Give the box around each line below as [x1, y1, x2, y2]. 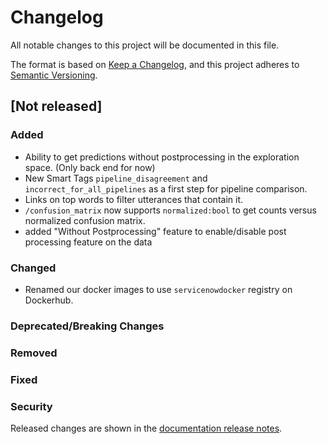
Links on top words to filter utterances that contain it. [24, 193, 243, 205]
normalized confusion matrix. [24, 214, 146, 226]
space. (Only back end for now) [24, 161, 156, 173]
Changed [10, 261, 57, 275]
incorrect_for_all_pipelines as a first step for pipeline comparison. [24, 182, 308, 195]
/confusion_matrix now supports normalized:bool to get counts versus [24, 204, 317, 216]
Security [10, 399, 53, 413]
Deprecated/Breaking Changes [10, 319, 165, 333]
